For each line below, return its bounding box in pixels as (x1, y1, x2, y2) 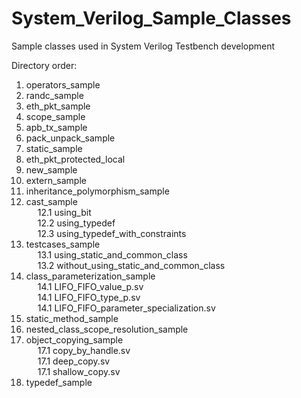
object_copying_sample (25, 333, 124, 346)
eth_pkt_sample (25, 100, 91, 112)
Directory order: (11, 59, 78, 71)
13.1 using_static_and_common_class (37, 248, 188, 261)
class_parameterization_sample (25, 270, 156, 282)
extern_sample (25, 174, 87, 186)
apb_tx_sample (25, 121, 88, 133)
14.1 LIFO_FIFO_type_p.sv (37, 291, 141, 303)
